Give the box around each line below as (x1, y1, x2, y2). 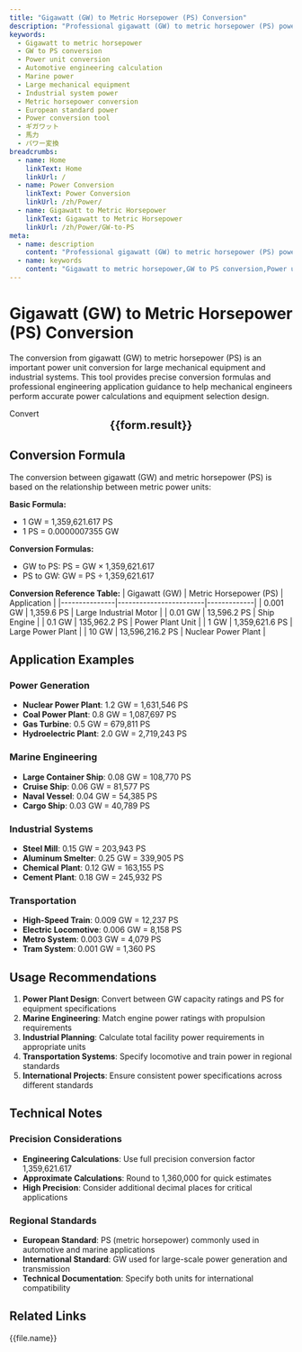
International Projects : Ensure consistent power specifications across (22, 1070, 283, 1082)
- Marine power (17, 72, 75, 81)
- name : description (17, 240, 94, 249)
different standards (22, 1080, 93, 1091)
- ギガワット (17, 123, 60, 132)
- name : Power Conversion (17, 181, 115, 190)
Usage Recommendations (9, 970, 157, 985)
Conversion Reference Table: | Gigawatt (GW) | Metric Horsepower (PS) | (9, 588, 284, 598)
